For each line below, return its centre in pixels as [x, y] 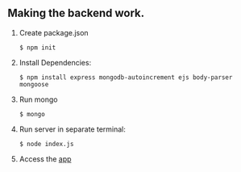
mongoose [34, 84]
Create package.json [54, 32]
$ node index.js [46, 144]
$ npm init [37, 48]
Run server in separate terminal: [73, 129]
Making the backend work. [76, 13]
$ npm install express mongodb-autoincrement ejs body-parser [126, 77]
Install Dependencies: [55, 62]
